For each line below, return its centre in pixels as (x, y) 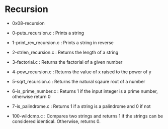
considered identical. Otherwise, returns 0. (56, 121)
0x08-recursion (28, 23)
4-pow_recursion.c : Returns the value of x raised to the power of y (81, 72)
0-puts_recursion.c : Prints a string (48, 33)
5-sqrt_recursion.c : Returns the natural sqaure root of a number (78, 81)
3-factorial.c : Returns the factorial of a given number (67, 62)
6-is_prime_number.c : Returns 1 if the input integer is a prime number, (85, 91)
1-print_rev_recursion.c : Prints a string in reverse (63, 42)
